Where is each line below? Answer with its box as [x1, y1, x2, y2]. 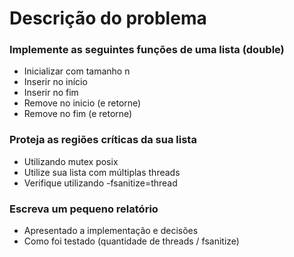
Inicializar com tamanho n [23, 65, 131, 77]
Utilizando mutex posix [23, 155, 119, 167]
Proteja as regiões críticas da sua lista [9, 133, 197, 147]
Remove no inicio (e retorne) [23, 97, 142, 109]
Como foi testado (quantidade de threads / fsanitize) [23, 235, 240, 247]
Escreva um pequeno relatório [9, 202, 159, 216]
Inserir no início [23, 76, 88, 88]
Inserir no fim [23, 87, 79, 99]
